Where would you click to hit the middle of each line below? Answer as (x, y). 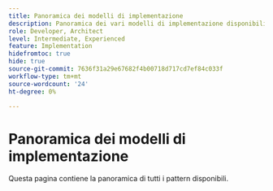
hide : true (27, 62)
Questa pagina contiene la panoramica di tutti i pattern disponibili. (119, 179)
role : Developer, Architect (56, 31)
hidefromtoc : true (39, 54)
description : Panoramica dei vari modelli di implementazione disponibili (138, 24)
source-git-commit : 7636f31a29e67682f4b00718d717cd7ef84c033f (116, 69)
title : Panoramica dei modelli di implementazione (96, 16)
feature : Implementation (50, 46)
